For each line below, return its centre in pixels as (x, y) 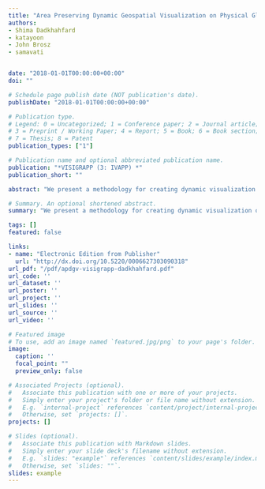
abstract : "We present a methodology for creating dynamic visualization (132, 189)
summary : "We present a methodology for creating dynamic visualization (130, 211)
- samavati (26, 52)
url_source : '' (33, 313)
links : (19, 246)
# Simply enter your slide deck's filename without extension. (118, 451)
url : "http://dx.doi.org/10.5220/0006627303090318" (102, 261)
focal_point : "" (42, 364)
